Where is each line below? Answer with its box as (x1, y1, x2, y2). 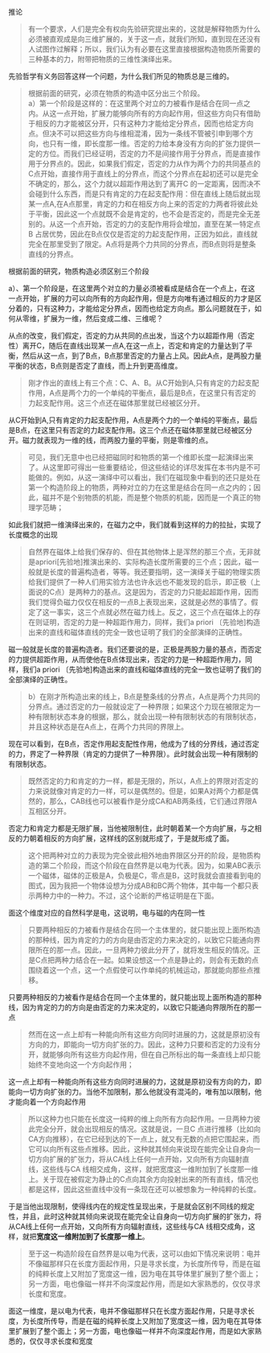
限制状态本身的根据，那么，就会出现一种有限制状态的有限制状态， (42, 712, 261, 722)
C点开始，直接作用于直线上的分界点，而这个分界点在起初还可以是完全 (27, 169, 260, 179)
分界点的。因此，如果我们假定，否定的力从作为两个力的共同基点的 (42, 159, 261, 168)
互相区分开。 (27, 807, 71, 816)
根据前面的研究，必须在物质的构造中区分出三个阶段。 (27, 88, 205, 98)
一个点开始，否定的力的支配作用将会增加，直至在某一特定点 (63, 220, 261, 228)
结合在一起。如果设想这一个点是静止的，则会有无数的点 (76, 956, 260, 964)
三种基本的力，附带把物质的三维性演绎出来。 (27, 55, 177, 64)
